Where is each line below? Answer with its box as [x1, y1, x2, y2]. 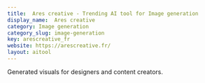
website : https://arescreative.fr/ [7, 42, 111, 49]
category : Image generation [7, 23, 90, 30]
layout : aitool [7, 49, 52, 56]
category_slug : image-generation [7, 29, 105, 37]
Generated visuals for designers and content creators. [7, 67, 163, 76]
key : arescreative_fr [7, 36, 71, 43]
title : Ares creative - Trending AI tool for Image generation [7, 10, 199, 17]
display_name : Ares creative [7, 17, 96, 24]
